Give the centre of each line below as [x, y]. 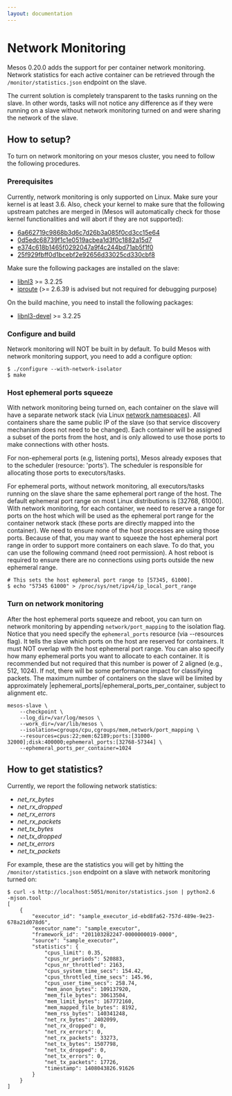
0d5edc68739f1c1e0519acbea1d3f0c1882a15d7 [84, 240]
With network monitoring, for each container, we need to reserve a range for [116, 509]
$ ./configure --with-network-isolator [65, 369]
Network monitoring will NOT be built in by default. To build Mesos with [109, 349]
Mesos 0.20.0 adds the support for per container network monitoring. [106, 67]
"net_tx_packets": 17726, [81, 1063]
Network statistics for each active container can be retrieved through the [111, 74]
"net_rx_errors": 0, [74, 1032]
